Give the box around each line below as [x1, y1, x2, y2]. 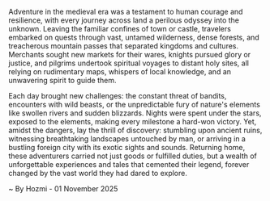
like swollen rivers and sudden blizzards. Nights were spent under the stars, [8, 108, 262, 118]
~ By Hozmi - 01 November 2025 [8, 184, 118, 193]
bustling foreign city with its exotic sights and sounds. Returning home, [8, 143, 246, 152]
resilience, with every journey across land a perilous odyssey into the [8, 15, 240, 25]
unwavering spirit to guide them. [8, 76, 117, 85]
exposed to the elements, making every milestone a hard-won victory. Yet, [8, 117, 257, 126]
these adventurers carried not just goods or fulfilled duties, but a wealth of [8, 151, 258, 161]
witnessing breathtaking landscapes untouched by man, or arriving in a [8, 134, 246, 144]
